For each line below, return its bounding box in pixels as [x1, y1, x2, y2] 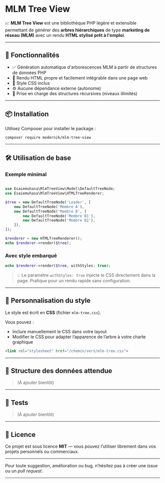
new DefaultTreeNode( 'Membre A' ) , [14, 204, 84, 209]
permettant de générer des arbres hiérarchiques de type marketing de [5, 27, 150, 33]
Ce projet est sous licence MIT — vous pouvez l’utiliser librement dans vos [5, 443, 156, 450]
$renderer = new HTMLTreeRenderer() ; [5, 236, 82, 241]
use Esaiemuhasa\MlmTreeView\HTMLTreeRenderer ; [5, 191, 105, 196]
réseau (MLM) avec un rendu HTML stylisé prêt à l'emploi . [5, 32, 125, 38]
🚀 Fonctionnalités [5, 51, 60, 59]
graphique [12, 339, 33, 345]
